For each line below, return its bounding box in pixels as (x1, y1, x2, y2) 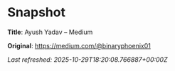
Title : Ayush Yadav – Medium (7, 28, 93, 36)
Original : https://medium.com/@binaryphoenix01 (7, 41, 152, 50)
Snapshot (7, 4, 66, 21)
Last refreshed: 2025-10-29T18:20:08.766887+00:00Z (7, 55, 168, 64)
